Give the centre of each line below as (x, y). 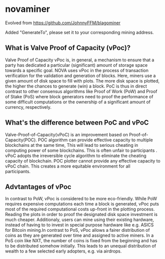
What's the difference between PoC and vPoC (77, 123)
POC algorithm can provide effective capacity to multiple (95, 140)
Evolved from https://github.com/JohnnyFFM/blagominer (63, 23)
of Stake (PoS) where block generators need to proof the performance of (79, 96)
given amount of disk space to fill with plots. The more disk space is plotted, (82, 81)
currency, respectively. (28, 107)
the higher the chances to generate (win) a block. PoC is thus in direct (76, 86)
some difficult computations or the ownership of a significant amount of (78, 102)
